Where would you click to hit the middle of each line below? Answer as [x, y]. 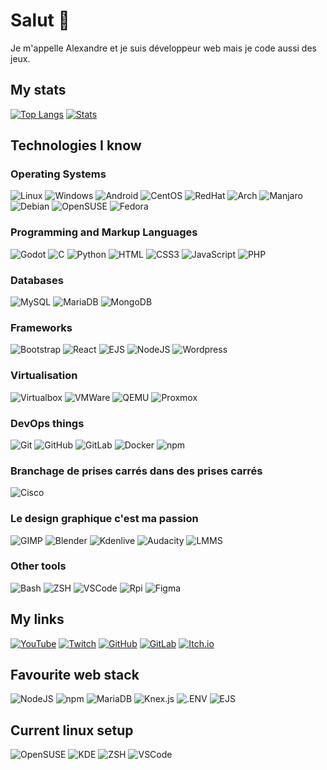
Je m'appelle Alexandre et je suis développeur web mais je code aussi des [163, 48]
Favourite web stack [75, 675]
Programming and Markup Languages [104, 232]
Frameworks [41, 327]
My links [37, 619]
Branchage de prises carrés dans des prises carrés [136, 471]
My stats [38, 90]
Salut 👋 [40, 20]
